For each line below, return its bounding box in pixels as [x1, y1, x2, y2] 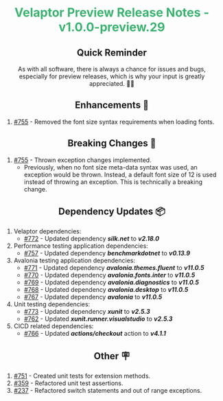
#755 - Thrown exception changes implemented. [13, 156, 152, 164]
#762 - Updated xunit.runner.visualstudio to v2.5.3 [23, 314, 173, 323]
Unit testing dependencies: [13, 300, 91, 308]
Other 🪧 [93, 350, 130, 362]
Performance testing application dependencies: [13, 242, 149, 250]
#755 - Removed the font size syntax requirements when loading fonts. [13, 117, 215, 126]
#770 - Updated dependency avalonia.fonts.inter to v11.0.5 [23, 271, 196, 279]
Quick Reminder [76, 47, 148, 58]
